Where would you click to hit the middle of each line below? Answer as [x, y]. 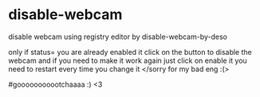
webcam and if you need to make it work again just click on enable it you [128, 60]
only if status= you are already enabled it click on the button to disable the [130, 52]
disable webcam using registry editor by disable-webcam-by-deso [118, 37]
